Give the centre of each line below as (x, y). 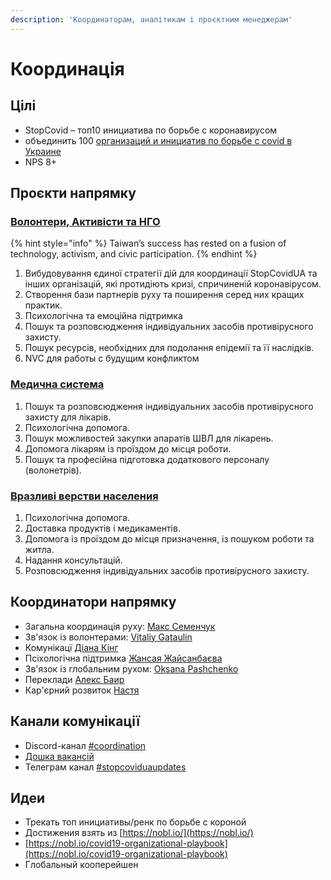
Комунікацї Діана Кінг (71, 647)
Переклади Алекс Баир (74, 679)
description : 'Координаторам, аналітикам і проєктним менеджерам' (151, 19)
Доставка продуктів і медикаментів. (102, 528)
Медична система (57, 384)
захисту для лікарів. (68, 417)
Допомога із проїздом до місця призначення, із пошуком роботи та (169, 538)
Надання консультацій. (73, 560)
